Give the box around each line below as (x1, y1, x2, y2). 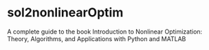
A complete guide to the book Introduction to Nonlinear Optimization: (7, 27, 203, 36)
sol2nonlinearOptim (7, 5, 124, 21)
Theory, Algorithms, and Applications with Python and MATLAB (7, 34, 186, 42)
